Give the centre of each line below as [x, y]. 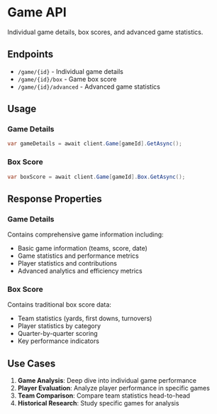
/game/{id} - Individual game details [71, 71]
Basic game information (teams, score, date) [82, 249]
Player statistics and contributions [67, 263]
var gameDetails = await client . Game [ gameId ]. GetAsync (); [95, 144]
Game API [37, 12]
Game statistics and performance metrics [78, 256]
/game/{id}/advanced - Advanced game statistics [89, 87]
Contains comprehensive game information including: [86, 234]
